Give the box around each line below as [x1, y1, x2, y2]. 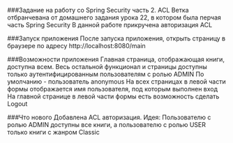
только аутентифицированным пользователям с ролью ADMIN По [7, 70, 204, 78]
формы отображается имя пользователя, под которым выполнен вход [7, 85, 218, 93]
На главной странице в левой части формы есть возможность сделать [7, 92, 220, 100]
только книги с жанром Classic [7, 128, 100, 136]
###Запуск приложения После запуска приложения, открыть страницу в [7, 34, 225, 43]
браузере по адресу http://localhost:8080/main [7, 42, 146, 50]
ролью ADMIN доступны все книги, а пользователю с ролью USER [7, 121, 206, 128]
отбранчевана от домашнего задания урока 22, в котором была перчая [7, 13, 222, 22]
